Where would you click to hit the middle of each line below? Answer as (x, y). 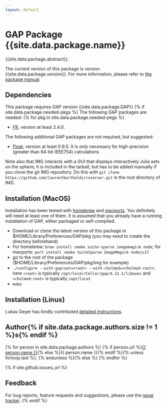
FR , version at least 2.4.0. (38, 127)
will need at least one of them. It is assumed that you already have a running (84, 216)
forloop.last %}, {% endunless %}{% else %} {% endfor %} (66, 358)
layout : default (22, 10)
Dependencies (28, 95)
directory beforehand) (35, 241)
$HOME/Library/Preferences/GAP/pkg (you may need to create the (81, 236)
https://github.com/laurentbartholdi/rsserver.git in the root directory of (83, 177)
